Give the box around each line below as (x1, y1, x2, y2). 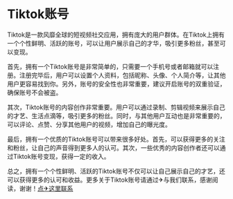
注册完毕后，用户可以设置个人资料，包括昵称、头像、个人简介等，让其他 (19, 70, 226, 79)
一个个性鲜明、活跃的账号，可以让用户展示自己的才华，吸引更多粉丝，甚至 (7, 39, 220, 47)
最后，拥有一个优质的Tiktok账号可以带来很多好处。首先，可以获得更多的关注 (7, 135, 225, 143)
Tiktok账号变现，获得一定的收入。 (12, 152, 110, 160)
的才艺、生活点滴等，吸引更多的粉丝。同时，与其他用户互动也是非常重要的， (7, 111, 226, 120)
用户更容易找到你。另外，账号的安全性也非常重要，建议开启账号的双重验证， (7, 79, 226, 88)
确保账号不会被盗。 (7, 88, 62, 97)
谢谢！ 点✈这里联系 (19, 184, 74, 192)
